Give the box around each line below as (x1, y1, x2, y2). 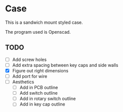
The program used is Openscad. (5, 29, 71, 35)
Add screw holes (12, 56, 47, 62)
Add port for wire (12, 73, 47, 79)
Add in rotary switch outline (19, 96, 76, 102)
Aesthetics (12, 79, 35, 85)
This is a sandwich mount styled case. (5, 19, 83, 25)
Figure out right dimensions (12, 67, 69, 73)
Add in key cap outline (19, 101, 65, 107)
